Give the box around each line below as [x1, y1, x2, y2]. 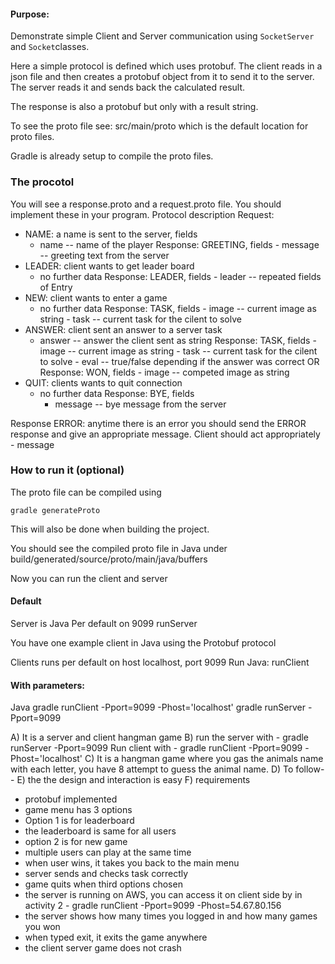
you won [24, 921, 61, 933]
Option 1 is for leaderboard [24, 815, 135, 827]
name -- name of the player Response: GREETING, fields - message [39, 238, 320, 250]
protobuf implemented [24, 793, 118, 805]
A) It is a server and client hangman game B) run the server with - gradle [10, 731, 310, 744]
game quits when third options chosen [24, 878, 183, 890]
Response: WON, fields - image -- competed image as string [39, 366, 290, 378]
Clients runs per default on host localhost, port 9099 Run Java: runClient [10, 656, 310, 668]
